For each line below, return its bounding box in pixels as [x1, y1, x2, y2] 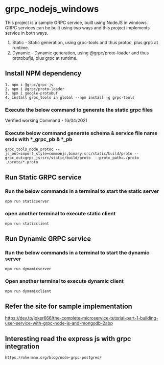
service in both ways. [5, 30, 48, 36]
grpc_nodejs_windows [5, 3, 99, 15]
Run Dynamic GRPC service [5, 234, 92, 243]
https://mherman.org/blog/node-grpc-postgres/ [5, 355, 102, 360]
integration [5, 342, 40, 350]
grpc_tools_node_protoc [5, 147, 54, 152]
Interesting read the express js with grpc [5, 334, 131, 343]
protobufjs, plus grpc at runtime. [12, 55, 78, 61]
